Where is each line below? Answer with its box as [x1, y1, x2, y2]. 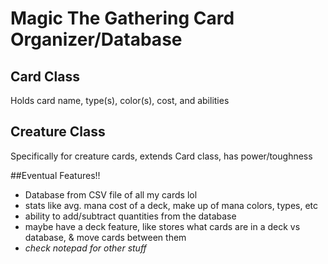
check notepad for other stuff [24, 242, 147, 254]
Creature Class [10, 123, 106, 141]
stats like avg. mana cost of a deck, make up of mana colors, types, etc [24, 199, 319, 211]
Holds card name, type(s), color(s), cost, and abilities [10, 95, 230, 106]
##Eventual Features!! [10, 169, 101, 181]
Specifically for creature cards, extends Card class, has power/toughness [10, 150, 313, 162]
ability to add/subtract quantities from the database [24, 210, 237, 222]
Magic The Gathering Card [10, 7, 235, 30]
